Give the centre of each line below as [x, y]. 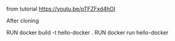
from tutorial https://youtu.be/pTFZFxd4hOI [61, 9]
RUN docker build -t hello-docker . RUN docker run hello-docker [87, 32]
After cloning [23, 20]
